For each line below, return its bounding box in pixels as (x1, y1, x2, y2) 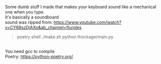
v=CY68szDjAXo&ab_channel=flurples (5, 25, 82, 30)
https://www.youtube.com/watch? (53, 19, 122, 25)
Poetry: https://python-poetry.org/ (5, 54, 73, 59)
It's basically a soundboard (5, 14, 59, 20)
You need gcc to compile (5, 48, 55, 54)
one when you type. (5, 9, 45, 15)
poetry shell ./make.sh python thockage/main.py (16, 34, 114, 40)
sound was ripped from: (5, 19, 53, 25)
